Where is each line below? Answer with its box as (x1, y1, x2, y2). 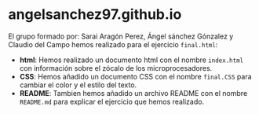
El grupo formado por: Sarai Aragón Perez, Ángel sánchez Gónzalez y (8, 31, 234, 41)
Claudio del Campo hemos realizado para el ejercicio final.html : (8, 39, 218, 49)
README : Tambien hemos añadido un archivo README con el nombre (19, 88, 248, 97)
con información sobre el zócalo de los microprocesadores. (19, 63, 213, 72)
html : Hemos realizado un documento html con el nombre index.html (19, 55, 244, 64)
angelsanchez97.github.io (8, 6, 182, 24)
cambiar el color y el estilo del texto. (19, 80, 137, 90)
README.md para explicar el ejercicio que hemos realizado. (19, 97, 205, 106)
